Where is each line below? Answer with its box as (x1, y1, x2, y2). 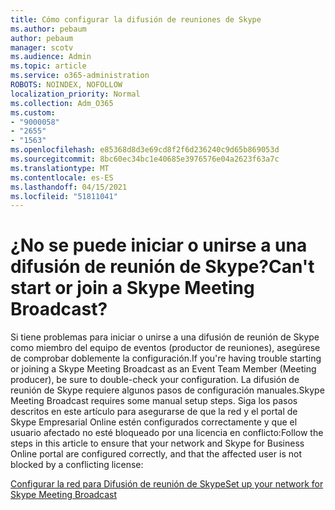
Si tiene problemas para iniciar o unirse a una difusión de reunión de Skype (10, 331, 320, 343)
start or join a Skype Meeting (10, 277, 255, 300)
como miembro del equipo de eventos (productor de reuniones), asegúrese (10, 342, 321, 354)
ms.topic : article (10, 61, 87, 71)
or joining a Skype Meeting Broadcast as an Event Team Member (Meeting (10, 363, 317, 375)
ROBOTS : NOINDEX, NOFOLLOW (10, 80, 123, 90)
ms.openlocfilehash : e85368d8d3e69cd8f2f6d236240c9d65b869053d (10, 145, 280, 155)
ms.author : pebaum (10, 24, 87, 34)
